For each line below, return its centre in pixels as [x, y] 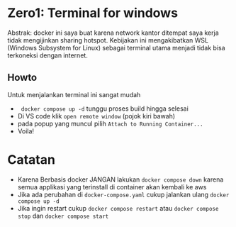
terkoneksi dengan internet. [48, 55]
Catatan [31, 159]
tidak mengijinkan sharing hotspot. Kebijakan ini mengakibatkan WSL [108, 40]
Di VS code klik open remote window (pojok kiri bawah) [96, 116]
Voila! [26, 131]
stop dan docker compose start [63, 216]
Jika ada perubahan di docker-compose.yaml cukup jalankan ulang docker [123, 194]
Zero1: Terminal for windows [93, 13]
